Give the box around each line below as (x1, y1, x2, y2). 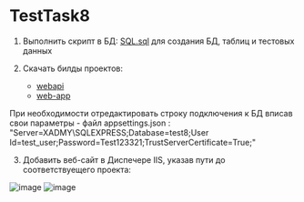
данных (22, 45, 53, 56)
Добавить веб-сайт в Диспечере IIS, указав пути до (22, 154, 226, 165)
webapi (35, 80, 65, 91)
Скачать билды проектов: (22, 63, 123, 74)
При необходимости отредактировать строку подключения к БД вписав (9, 107, 293, 118)
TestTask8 (9, 5, 91, 26)
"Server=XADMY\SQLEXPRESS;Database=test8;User (9, 126, 209, 137)
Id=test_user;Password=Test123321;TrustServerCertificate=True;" (9, 136, 257, 147)
